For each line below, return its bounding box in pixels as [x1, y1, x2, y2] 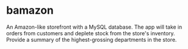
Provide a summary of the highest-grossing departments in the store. [6, 36, 177, 43]
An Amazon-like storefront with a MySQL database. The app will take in [6, 23, 183, 30]
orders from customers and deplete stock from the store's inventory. [6, 29, 175, 36]
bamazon [6, 4, 54, 17]
